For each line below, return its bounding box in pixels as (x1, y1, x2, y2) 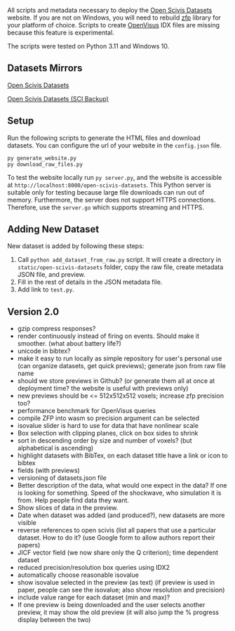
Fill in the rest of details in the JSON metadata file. (17, 278, 163, 287)
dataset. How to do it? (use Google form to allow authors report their (17, 533, 215, 542)
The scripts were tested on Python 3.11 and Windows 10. (7, 42, 170, 50)
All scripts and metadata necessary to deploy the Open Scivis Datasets (7, 6, 213, 14)
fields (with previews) (17, 467, 81, 475)
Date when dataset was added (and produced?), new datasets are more (17, 511, 226, 519)
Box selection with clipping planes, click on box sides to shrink (17, 429, 199, 438)
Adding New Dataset (7, 223, 100, 235)
